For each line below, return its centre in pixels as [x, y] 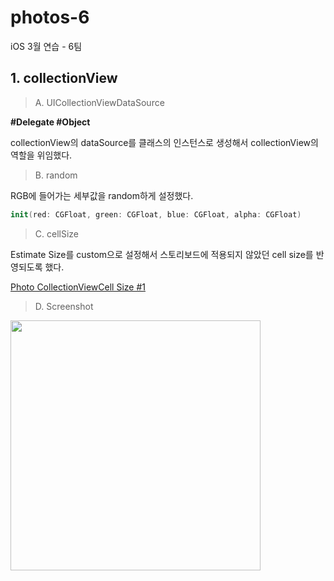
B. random [56, 175]
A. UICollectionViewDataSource [99, 102]
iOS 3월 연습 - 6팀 [46, 46]
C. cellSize [56, 233]
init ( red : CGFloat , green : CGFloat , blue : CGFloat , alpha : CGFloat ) [156, 214]
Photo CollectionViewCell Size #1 [78, 287]
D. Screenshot [64, 306]
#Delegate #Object [50, 122]
